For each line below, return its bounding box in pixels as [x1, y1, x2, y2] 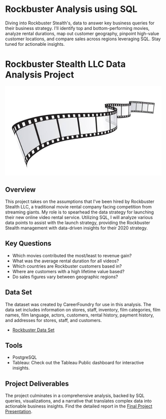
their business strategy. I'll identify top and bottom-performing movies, [5, 25, 150, 31]
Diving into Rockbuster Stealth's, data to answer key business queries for [5, 20, 155, 26]
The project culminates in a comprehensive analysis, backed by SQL [5, 393, 145, 399]
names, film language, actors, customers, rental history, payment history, [5, 312, 154, 318]
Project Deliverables [5, 379, 69, 388]
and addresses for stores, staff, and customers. [5, 317, 102, 323]
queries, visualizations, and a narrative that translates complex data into [5, 398, 152, 404]
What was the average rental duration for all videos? [12, 258, 119, 264]
